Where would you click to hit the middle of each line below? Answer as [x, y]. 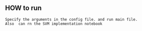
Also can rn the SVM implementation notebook [54, 24]
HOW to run [23, 8]
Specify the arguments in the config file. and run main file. [71, 19]
